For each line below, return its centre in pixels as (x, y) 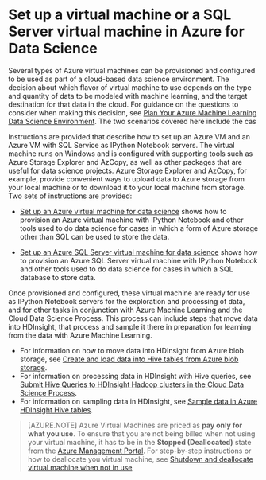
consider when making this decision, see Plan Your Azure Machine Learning (133, 112)
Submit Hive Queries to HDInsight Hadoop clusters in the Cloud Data (132, 384)
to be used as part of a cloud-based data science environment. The (119, 79)
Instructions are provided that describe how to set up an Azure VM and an (129, 136)
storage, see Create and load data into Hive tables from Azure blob (129, 359)
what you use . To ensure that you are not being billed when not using (141, 433)
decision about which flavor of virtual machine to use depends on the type (130, 87)
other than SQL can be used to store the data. (94, 236)
